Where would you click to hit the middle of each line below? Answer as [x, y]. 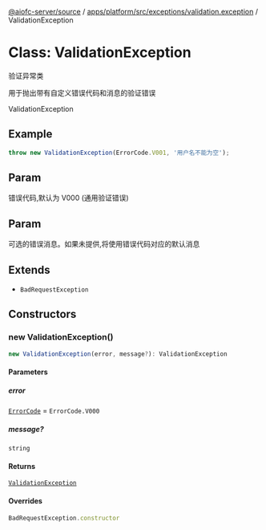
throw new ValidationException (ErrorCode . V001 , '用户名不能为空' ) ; [119, 153]
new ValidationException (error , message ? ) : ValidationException [118, 354]
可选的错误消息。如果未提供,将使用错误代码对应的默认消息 [104, 244]
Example [30, 135]
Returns [22, 466]
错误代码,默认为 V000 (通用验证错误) [69, 198]
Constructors [42, 314]
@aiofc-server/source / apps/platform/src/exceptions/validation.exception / [133, 12]
